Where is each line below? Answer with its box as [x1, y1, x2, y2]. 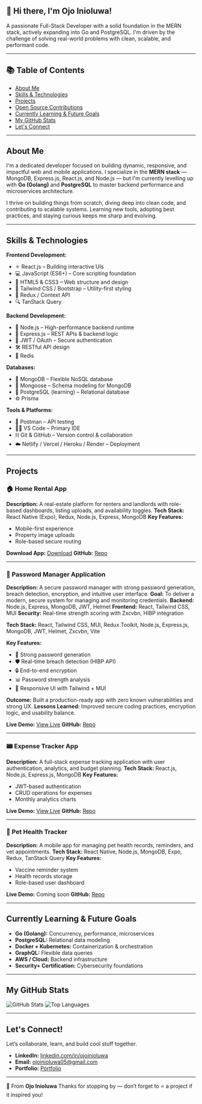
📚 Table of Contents [6, 65, 85, 75]
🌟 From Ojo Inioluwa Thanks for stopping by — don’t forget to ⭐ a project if [6, 1082, 192, 1090]
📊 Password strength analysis [14, 676, 90, 683]
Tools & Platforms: [6, 406, 53, 414]
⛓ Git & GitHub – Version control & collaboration [14, 431, 133, 438]
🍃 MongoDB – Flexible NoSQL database [14, 376, 113, 383]
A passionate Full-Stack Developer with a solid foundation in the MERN [6, 22, 182, 29]
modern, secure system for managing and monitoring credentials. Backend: [6, 597, 194, 604]
